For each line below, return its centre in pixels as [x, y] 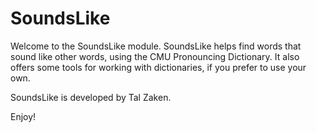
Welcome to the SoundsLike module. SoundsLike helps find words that [156, 46]
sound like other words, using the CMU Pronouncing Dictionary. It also [155, 56]
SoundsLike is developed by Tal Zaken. [91, 97]
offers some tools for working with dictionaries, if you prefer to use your [158, 67]
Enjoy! [23, 116]
